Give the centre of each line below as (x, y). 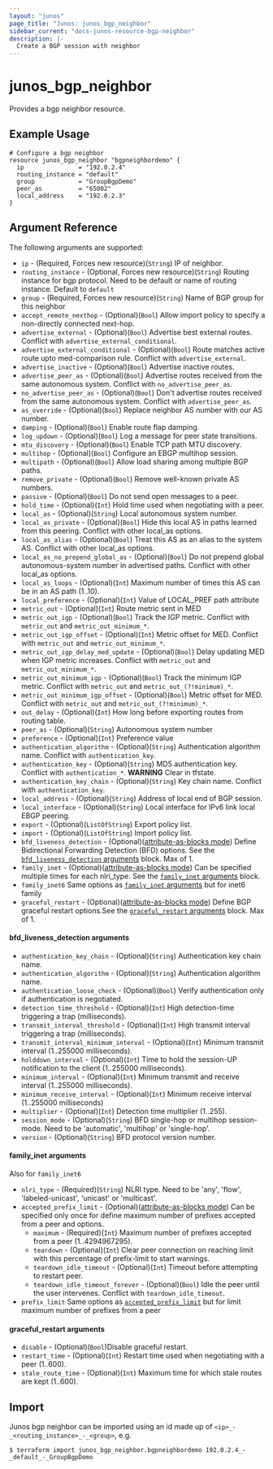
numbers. (37, 487)
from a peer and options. (63, 1224)
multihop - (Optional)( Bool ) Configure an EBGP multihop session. (129, 453)
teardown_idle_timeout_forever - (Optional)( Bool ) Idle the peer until (146, 1285)
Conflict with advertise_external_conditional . (99, 340)
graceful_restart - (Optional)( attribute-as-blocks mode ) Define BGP (136, 902)
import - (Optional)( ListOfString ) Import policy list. (106, 833)
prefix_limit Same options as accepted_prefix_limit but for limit (131, 1302)
